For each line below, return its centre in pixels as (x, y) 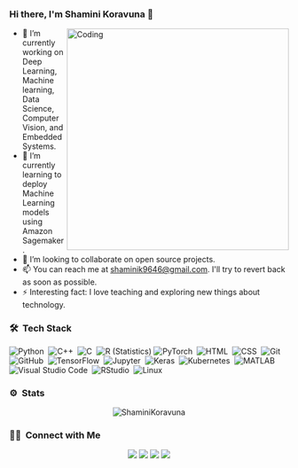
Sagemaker (43, 241)
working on (43, 52)
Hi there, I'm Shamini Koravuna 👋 (81, 14)
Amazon (37, 231)
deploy (35, 184)
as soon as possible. (59, 282)
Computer (40, 118)
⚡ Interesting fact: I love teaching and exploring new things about (141, 292)
